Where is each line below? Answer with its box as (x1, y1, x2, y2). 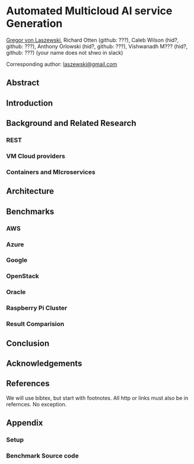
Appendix (6, 418, 43, 428)
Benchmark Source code (6, 452, 79, 460)
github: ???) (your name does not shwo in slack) (6, 49, 123, 56)
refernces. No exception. (6, 400, 67, 408)
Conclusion (6, 338, 50, 348)
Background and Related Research (6, 118, 136, 128)
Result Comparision (6, 320, 65, 328)
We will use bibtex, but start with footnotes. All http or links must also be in (6, 394, 189, 402)
